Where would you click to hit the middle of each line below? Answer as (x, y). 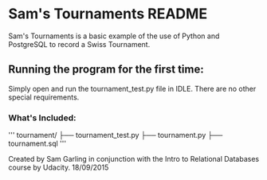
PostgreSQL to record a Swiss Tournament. (79, 44)
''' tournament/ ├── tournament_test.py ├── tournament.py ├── (116, 135)
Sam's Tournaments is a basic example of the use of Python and (114, 36)
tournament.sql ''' (37, 143)
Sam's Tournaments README (108, 14)
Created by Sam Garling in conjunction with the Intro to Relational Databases (134, 159)
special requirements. (44, 97)
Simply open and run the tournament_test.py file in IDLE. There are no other (132, 88)
